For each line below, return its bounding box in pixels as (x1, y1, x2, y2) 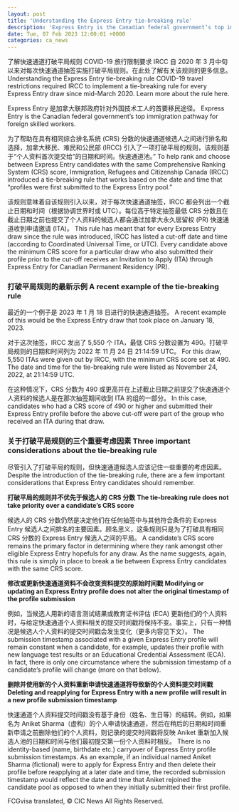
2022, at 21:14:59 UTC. (7, 370, 75, 379)
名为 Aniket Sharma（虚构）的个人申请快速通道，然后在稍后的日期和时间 (7, 719, 221, 727)
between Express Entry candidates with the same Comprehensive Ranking (7, 160, 226, 169)
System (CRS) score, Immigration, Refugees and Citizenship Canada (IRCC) (7, 168, 229, 177)
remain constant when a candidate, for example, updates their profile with (7, 642, 224, 651)
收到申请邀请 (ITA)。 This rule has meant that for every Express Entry (13, 224, 216, 233)
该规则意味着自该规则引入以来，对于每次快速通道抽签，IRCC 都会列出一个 (7, 197, 224, 207)
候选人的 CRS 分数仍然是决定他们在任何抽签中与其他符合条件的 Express (7, 516, 217, 524)
